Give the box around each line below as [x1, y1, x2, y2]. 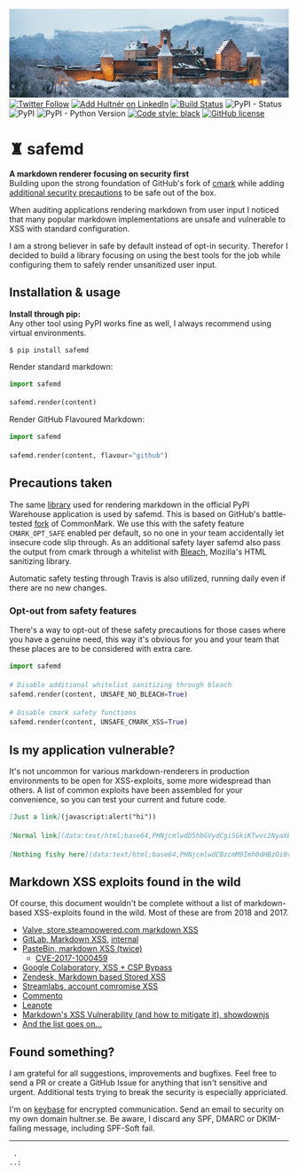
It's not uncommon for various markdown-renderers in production [9, 766, 250, 776]
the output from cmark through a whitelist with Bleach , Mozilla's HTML [9, 546, 267, 557]
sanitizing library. [9, 555, 73, 567]
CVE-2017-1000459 [35, 953, 108, 964]
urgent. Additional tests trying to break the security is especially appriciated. [9, 1087, 288, 1097]
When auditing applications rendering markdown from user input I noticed [9, 204, 279, 215]
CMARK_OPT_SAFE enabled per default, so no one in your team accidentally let [9, 528, 285, 538]
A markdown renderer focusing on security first [9, 168, 189, 179]
